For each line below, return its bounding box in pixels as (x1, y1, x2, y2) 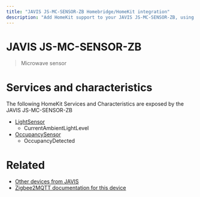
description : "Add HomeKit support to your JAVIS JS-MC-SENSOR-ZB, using (6, 14, 195, 20)
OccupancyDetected (23, 137, 75, 144)
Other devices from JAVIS (14, 178, 79, 185)
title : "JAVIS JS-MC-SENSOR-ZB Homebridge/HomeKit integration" (6, 8, 170, 15)
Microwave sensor (20, 60, 67, 67)
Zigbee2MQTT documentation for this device (14, 184, 126, 192)
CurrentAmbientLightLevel (23, 125, 89, 132)
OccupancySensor (14, 131, 61, 138)
